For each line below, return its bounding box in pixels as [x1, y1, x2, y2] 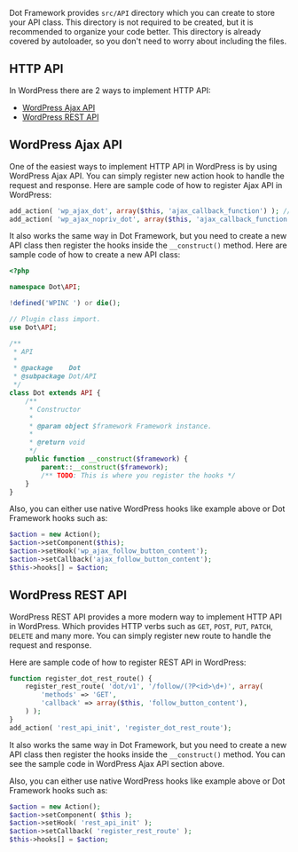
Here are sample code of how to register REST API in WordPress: [9, 657, 247, 667]
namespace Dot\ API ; [9, 283, 82, 292]
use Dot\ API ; [9, 323, 58, 332]
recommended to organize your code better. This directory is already [9, 27, 262, 36]
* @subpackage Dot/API [12, 372, 98, 381]
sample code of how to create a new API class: [9, 249, 181, 260]
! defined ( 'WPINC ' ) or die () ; [9, 299, 122, 308]
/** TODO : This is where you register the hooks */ [41, 470, 237, 480]
